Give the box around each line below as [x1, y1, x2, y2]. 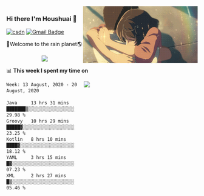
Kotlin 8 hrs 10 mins [6, 137, 67, 143]
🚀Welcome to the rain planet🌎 [6, 41, 83, 48]
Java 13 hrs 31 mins [6, 100, 69, 106]
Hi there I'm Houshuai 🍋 [6, 15, 77, 23]
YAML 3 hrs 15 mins [6, 155, 67, 161]
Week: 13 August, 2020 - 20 [6, 82, 78, 88]
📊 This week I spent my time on [6, 67, 89, 75]
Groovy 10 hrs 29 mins [6, 118, 69, 124]
